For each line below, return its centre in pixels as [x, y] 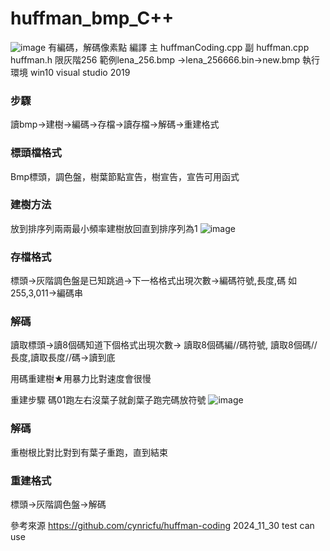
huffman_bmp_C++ [92, 18]
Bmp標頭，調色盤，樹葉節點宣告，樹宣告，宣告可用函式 [125, 176]
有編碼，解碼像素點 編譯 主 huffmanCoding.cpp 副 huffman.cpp [179, 47]
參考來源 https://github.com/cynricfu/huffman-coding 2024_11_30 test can [162, 526]
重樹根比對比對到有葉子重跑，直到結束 [89, 452]
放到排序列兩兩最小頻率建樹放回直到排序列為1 [104, 228]
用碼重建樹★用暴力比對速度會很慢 [81, 379]
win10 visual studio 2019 [80, 72]
